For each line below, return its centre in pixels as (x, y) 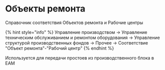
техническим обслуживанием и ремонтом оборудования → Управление (82, 37)
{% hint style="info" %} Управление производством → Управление (76, 32)
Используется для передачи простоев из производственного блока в (79, 57)
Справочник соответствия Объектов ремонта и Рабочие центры (74, 22)
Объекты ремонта (45, 9)
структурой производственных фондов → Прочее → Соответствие (77, 42)
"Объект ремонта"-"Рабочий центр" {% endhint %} (59, 48)
